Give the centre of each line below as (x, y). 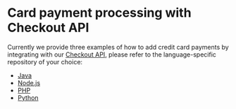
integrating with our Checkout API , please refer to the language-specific (112, 54)
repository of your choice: (45, 61)
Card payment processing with (99, 13)
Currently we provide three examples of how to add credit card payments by (118, 47)
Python (28, 97)
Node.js (29, 82)
